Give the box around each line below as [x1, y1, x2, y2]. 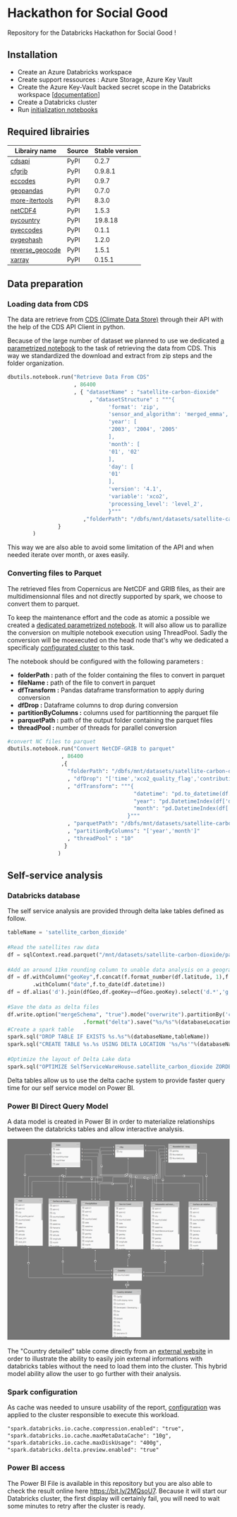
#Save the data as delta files [7, 1003, 99, 1010]
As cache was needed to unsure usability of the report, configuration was [7, 1403, 221, 1412]
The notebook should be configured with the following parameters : [7, 657, 204, 665]
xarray [10, 255, 30, 263]
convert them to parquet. [7, 600, 80, 608]
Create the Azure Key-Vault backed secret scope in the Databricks [17, 83, 211, 91]
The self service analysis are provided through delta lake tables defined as [7, 907, 224, 915]
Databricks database [7, 891, 80, 900]
